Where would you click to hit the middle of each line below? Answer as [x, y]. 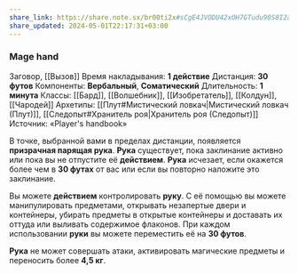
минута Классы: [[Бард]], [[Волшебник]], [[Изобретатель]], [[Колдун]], [143, 95]
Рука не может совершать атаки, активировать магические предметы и [147, 251]
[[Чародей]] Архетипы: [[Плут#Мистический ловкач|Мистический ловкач [149, 104]
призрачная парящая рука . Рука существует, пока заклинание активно [146, 150]
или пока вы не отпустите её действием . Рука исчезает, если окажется [146, 159]
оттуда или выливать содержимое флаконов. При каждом [120, 224]
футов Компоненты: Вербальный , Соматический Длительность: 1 [136, 85]
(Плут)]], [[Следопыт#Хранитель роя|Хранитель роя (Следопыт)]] [134, 114]
